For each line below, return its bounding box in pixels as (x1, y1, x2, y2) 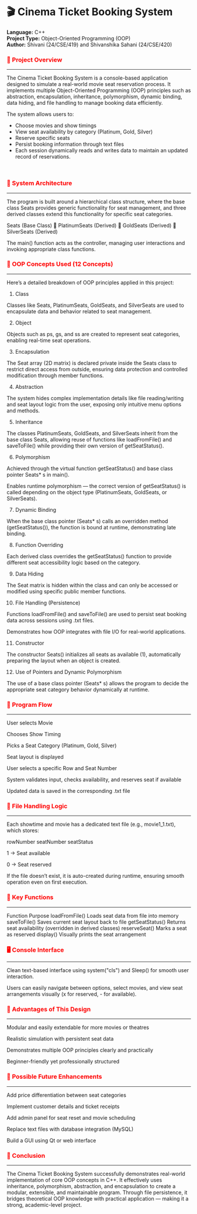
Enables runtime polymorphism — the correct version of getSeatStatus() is (6, 482, 186, 490)
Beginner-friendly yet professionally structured (6, 1058, 120, 1065)
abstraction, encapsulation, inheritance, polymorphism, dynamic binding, (6, 93, 183, 100)
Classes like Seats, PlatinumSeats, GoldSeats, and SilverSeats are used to (6, 302, 185, 309)
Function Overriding (15, 541, 64, 548)
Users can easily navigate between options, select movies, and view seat (6, 984, 183, 991)
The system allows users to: (6, 111, 74, 118)
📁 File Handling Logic (6, 802, 68, 811)
